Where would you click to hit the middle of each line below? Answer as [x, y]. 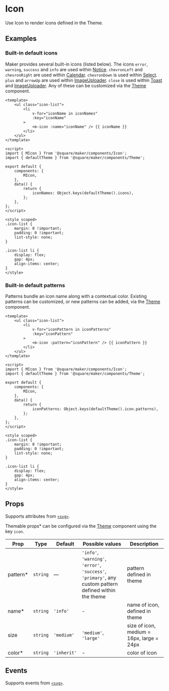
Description [144, 544]
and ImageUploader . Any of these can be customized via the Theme [76, 85]
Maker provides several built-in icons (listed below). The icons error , [77, 64]
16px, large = [143, 638]
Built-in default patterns [35, 285]
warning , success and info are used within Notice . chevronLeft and [74, 69]
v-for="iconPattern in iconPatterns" [72, 329]
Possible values [102, 544]
